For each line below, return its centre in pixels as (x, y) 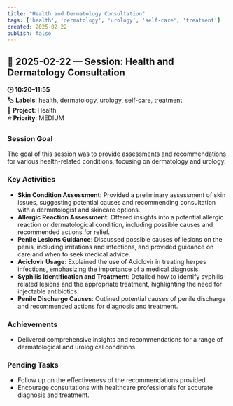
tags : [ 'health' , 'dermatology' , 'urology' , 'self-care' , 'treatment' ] (114, 20)
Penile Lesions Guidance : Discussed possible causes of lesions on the (120, 239)
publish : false (29, 33)
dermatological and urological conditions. (77, 347)
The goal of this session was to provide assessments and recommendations (116, 154)
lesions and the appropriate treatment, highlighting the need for (131, 284)
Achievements (33, 324)
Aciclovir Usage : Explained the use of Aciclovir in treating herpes (112, 261)
